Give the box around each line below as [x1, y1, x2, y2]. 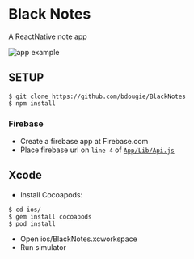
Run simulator [19, 242, 66, 252]
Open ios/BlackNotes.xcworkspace [19, 234, 137, 244]
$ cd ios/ [8, 206, 42, 214]
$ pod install [8, 219, 57, 227]
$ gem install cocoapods [8, 212, 92, 221]
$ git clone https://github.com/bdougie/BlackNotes [8, 92, 186, 100]
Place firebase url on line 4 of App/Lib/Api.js [19, 145, 175, 155]
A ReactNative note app [8, 32, 87, 41]
